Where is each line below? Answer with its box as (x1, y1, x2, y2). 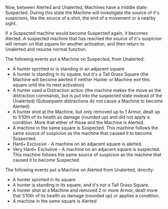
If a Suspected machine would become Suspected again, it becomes (5, 30, 148, 36)
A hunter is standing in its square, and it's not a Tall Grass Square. (12, 182, 150, 188)
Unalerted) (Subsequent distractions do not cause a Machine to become (12, 98, 163, 104)
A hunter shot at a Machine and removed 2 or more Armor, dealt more (12, 187, 158, 193)
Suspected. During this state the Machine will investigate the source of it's (5, 10, 160, 16)
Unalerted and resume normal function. (5, 46, 87, 52)
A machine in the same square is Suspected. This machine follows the (12, 125, 158, 131)
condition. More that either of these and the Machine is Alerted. (12, 120, 145, 125)
